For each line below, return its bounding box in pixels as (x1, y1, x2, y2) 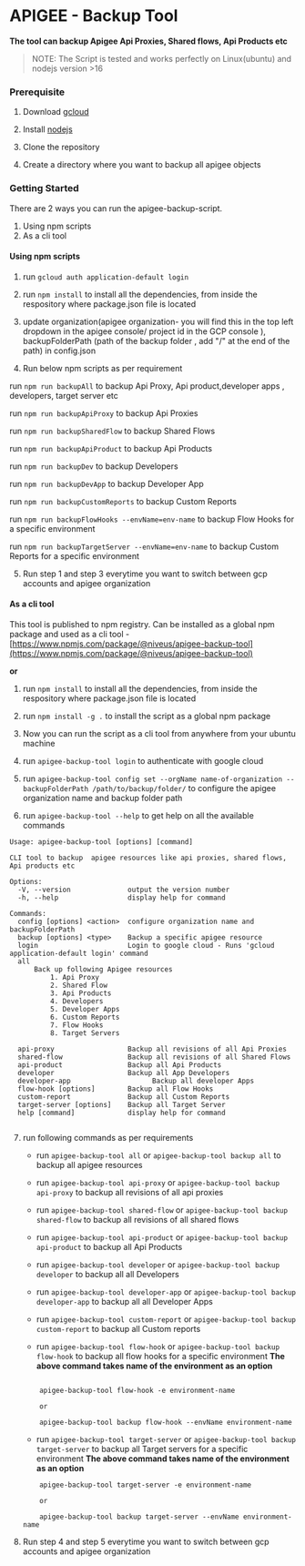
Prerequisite (9, 86, 66, 98)
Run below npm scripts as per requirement (22, 362, 183, 373)
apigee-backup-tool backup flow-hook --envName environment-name (39, 1418, 293, 1427)
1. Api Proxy (49, 972, 100, 981)
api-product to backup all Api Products (36, 1241, 183, 1252)
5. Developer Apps (49, 1004, 120, 1013)
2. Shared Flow (49, 981, 107, 990)
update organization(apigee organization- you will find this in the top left (22, 316, 294, 327)
